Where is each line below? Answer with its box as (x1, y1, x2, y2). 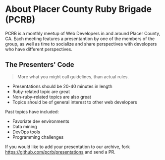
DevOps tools (12, 129, 41, 135)
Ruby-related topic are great (12, 88, 70, 95)
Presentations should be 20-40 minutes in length (12, 83, 112, 89)
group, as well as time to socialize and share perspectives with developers (5, 41, 157, 47)
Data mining (12, 123, 37, 129)
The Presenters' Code (5, 60, 74, 69)
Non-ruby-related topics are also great (12, 94, 92, 100)
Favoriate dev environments (12, 118, 69, 124)
